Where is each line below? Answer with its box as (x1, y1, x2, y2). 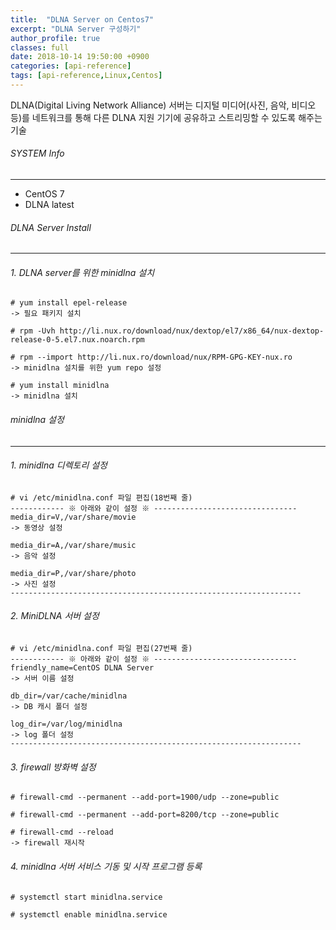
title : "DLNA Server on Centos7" (10, 14, 155, 25)
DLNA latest (24, 199, 75, 211)
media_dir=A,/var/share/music (10, 540, 137, 550)
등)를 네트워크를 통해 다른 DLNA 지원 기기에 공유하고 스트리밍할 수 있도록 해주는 (10, 111, 323, 123)
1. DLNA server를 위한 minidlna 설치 (10, 266, 155, 278)
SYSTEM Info (10, 147, 65, 160)
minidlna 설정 (10, 414, 65, 426)
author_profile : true (10, 33, 101, 43)
